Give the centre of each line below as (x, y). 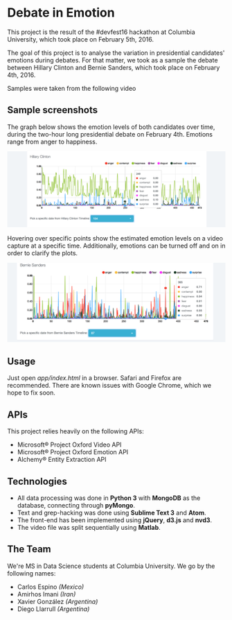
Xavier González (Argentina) (57, 601)
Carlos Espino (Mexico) (51, 587)
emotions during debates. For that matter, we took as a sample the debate (113, 60)
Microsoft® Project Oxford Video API (69, 445)
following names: (32, 573)
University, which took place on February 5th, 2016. (81, 39)
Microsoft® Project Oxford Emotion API (73, 452)
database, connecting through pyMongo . (76, 505)
